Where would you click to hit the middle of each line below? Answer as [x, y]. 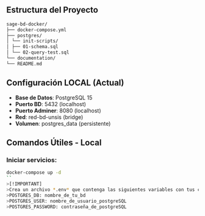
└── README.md [24, 63]
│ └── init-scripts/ [33, 41]
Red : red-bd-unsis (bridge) [49, 117]
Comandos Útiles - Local [54, 143]
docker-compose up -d [34, 173]
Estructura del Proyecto [52, 10]
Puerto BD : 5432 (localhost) [51, 104]
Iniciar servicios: [32, 160]
